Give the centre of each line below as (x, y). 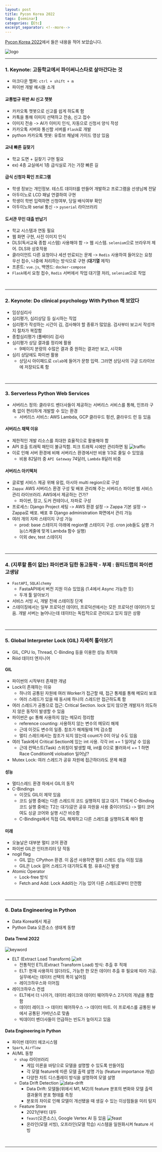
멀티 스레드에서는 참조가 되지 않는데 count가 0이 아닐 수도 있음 (78, 736)
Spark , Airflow (26, 1048)
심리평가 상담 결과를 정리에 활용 (41, 342)
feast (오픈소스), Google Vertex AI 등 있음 (66, 1118)
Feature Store (33, 1106)
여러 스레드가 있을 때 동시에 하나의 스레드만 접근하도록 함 (73, 699)
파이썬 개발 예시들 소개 (33, 87)
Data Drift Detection (39, 1083)
